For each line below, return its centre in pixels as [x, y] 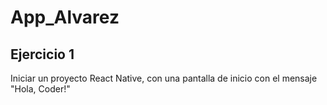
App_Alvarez [65, 17]
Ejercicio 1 [42, 54]
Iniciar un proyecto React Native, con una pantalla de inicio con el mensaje [164, 78]
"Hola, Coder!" [40, 89]
